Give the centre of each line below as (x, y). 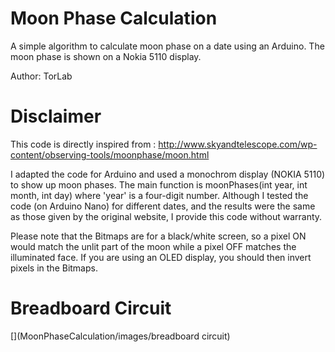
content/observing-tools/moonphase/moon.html (110, 154)
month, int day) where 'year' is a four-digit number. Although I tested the (159, 195)
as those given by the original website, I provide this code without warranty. (166, 216)
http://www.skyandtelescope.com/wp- (238, 144)
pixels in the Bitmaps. (54, 268)
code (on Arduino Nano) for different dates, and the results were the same (163, 206)
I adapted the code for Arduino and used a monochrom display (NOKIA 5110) (168, 174)
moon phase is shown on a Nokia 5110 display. (106, 56)
